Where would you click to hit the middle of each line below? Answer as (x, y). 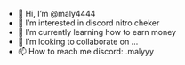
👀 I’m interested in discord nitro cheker (88, 23)
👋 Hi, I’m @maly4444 (56, 14)
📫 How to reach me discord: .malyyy (85, 51)
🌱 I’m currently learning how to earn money (97, 32)
